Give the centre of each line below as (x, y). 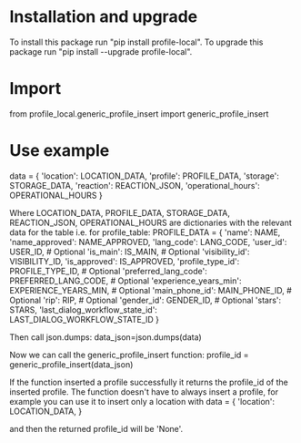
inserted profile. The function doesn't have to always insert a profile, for (144, 391)
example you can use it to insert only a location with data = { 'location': (142, 401)
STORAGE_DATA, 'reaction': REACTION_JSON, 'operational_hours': (135, 185)
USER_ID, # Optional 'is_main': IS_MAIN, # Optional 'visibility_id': (130, 252)
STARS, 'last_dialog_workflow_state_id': (83, 309)
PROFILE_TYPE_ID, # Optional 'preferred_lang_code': (108, 271)
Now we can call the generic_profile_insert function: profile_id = (129, 355)
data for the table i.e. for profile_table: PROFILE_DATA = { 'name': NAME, (145, 232)
